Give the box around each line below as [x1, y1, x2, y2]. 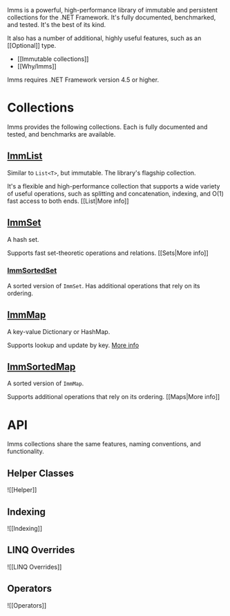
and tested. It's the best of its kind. [7, 21, 106, 28]
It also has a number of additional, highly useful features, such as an [7, 34, 202, 42]
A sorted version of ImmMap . [7, 379, 84, 387]
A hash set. [7, 235, 39, 243]
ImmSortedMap [7, 361, 76, 373]
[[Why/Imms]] [17, 62, 57, 70]
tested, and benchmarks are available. [7, 130, 116, 138]
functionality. [7, 447, 45, 456]
